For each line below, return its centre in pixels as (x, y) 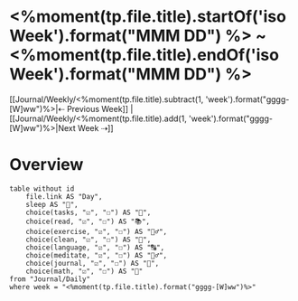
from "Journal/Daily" (50, 279)
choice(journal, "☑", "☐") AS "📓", (93, 263)
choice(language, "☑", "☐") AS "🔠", (95, 247)
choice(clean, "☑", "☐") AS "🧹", (88, 240)
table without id (42, 188)
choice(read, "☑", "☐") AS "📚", (88, 221)
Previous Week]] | (100, 108)
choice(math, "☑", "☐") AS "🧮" (84, 271)
